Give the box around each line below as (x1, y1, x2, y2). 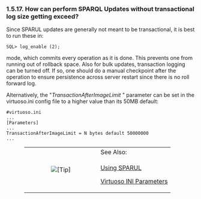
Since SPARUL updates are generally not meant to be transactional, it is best (6, 26, 195, 33)
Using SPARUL (100, 164, 142, 172)
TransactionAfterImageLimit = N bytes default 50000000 (6, 131, 149, 137)
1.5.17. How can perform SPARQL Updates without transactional (6, 5, 195, 13)
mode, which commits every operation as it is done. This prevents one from (6, 55, 193, 62)
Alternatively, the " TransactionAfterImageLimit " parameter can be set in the (6, 92, 195, 99)
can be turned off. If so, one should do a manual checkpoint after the (6, 67, 176, 74)
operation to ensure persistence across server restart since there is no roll (6, 74, 190, 81)
